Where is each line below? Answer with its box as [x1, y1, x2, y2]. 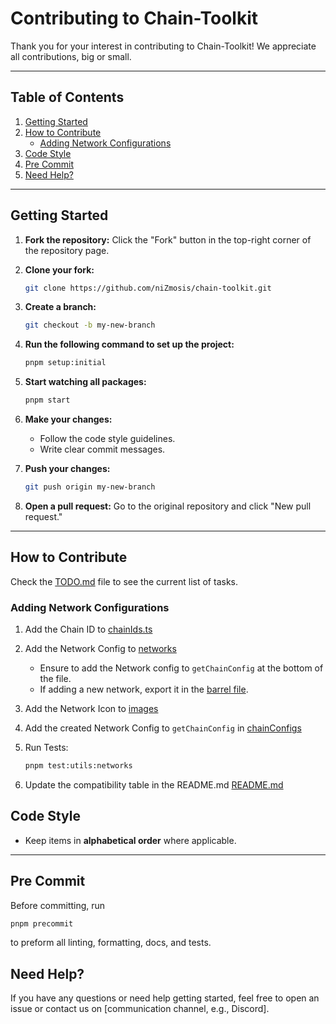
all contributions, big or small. [10, 50, 132, 62]
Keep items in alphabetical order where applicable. [24, 834, 237, 846]
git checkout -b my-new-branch [24, 320, 156, 331]
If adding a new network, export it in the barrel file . [39, 683, 249, 696]
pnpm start [24, 395, 71, 406]
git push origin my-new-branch [24, 482, 156, 492]
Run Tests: [24, 742, 69, 754]
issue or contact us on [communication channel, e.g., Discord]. [10, 1003, 270, 1015]
